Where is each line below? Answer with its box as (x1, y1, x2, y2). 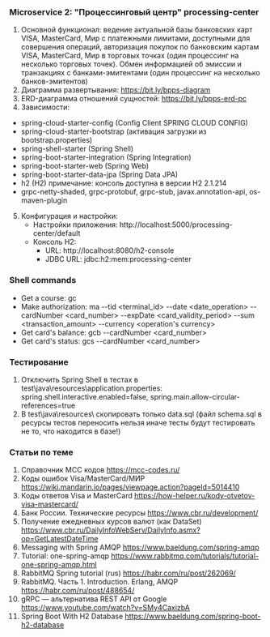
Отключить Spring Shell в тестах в (20, 374, 138, 384)
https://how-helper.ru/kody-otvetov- (133, 491, 255, 501)
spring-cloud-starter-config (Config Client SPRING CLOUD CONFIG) (20, 118, 249, 128)
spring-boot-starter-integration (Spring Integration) (20, 152, 192, 162)
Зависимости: (20, 102, 70, 112)
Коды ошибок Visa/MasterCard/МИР (20, 473, 146, 484)
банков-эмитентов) (20, 76, 88, 87)
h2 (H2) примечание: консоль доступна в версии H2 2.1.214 (20, 178, 227, 188)
